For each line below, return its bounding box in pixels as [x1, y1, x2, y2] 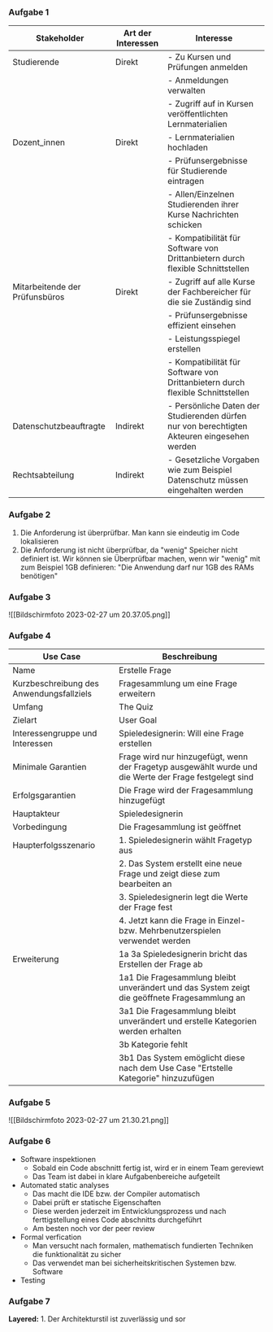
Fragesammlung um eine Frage [119, 678, 238, 689]
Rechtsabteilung [12, 469, 75, 481]
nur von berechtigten [167, 421, 248, 432]
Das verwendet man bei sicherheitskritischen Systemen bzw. [32, 1258, 237, 1268]
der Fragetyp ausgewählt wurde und [119, 762, 258, 773]
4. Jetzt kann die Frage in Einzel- [119, 915, 246, 926]
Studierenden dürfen [167, 410, 247, 421]
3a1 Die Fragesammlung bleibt [119, 1006, 236, 1017]
